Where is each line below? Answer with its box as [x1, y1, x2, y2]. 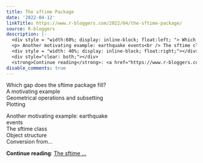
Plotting [6, 101, 26, 108]
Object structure [6, 132, 47, 139]
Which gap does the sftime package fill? [6, 81, 106, 89]
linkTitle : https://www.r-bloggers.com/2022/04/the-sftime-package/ [6, 20, 182, 26]
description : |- [6, 31, 47, 37]
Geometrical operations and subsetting [6, 94, 104, 101]
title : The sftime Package [6, 8, 74, 15]
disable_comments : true [6, 65, 66, 71]
